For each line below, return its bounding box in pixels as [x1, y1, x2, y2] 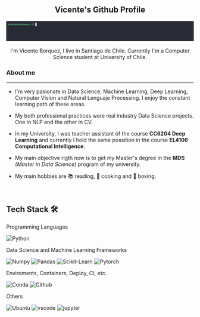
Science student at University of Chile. [52, 54, 148, 61]
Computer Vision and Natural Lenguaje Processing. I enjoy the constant [14, 94, 190, 101]
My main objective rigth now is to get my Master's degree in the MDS [14, 154, 185, 161]
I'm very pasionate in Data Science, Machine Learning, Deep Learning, [14, 88, 189, 95]
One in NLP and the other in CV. [14, 118, 93, 125]
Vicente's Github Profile [54, 5, 146, 15]
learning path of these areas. [14, 100, 86, 107]
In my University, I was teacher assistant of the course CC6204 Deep [14, 130, 186, 137]
